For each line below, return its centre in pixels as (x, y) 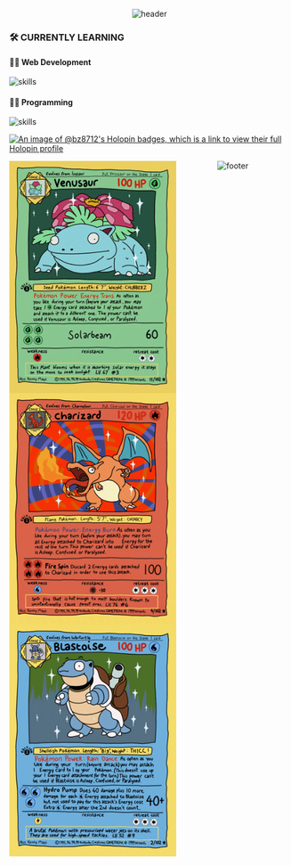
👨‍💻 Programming (41, 102)
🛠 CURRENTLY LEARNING (67, 37)
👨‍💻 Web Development (50, 61)
